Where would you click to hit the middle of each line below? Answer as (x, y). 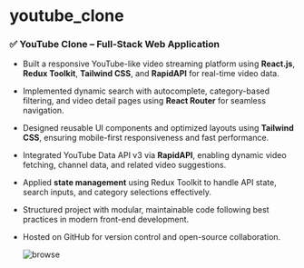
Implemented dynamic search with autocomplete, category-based (146, 91)
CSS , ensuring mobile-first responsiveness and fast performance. (146, 138)
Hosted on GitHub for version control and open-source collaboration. (152, 237)
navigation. (44, 111)
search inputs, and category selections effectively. (117, 193)
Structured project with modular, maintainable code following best (146, 210)
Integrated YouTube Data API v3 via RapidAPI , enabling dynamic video (155, 155)
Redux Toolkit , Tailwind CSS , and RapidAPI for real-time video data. (151, 74)
